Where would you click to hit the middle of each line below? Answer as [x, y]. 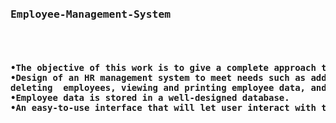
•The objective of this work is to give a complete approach [163, 67]
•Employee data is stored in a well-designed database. [150, 97]
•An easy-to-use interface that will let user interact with [163, 107]
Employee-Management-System [91, 14]
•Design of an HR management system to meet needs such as [158, 77]
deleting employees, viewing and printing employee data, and [168, 87]
